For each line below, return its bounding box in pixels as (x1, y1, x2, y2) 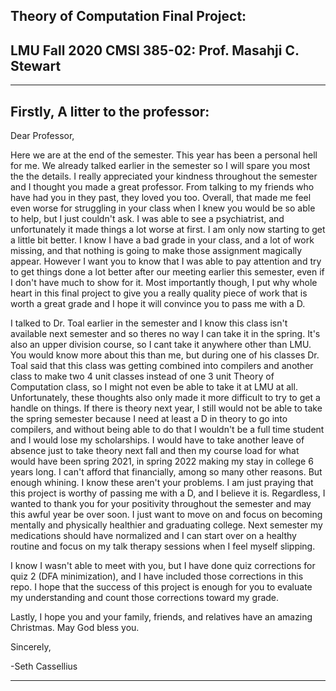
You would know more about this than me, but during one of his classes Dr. (10, 349, 320, 361)
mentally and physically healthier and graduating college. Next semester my (10, 519, 323, 531)
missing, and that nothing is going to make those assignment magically (10, 245, 303, 257)
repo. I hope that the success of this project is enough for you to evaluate (10, 581, 313, 593)
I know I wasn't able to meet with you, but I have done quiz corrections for (10, 560, 316, 572)
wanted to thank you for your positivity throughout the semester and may (10, 498, 312, 510)
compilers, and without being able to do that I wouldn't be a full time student (10, 424, 325, 436)
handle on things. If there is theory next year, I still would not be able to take (10, 402, 323, 414)
